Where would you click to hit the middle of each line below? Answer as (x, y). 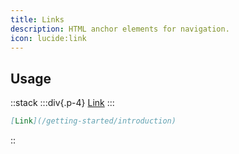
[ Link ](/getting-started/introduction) (93, 121)
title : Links (37, 19)
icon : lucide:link (48, 38)
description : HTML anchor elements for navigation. (120, 29)
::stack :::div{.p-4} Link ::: (62, 103)
